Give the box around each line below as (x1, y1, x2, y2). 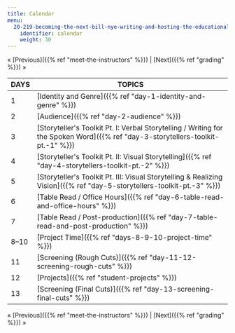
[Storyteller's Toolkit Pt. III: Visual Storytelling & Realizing (36, 172, 223, 182)
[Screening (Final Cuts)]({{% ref (36, 285, 142, 294)
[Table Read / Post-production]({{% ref (36, 212, 166, 222)
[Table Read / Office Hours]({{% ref (36, 192, 154, 202)
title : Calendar (7, 10, 55, 18)
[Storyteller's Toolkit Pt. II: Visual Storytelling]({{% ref (36, 152, 212, 162)
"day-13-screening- (143, 285, 215, 294)
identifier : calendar (20, 29, 83, 37)
